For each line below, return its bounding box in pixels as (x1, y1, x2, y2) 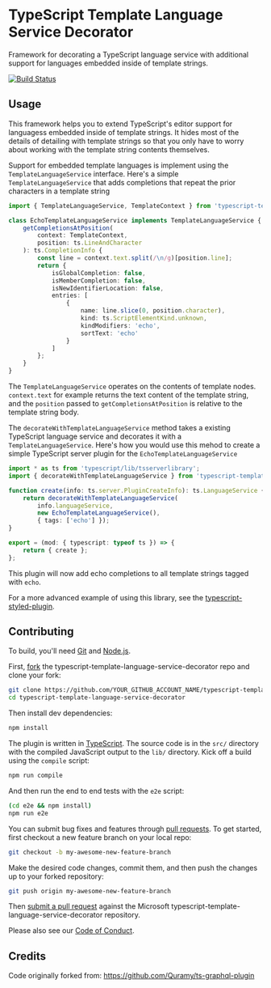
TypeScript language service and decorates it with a (8, 431, 182, 441)
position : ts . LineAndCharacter (37, 239, 143, 248)
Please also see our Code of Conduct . (8, 926, 135, 935)
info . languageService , (37, 502, 114, 510)
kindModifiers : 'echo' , (80, 321, 161, 329)
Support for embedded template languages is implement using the (8, 160, 229, 170)
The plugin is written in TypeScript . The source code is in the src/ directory (8, 739, 260, 748)
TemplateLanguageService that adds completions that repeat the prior (8, 177, 236, 187)
